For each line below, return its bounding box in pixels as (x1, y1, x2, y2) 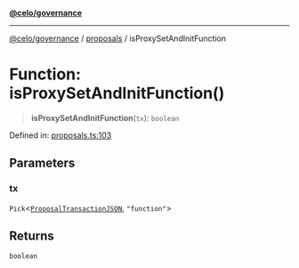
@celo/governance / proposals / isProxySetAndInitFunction (9, 33, 227, 44)
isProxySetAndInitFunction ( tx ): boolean (30, 112, 180, 123)
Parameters (9, 156, 76, 171)
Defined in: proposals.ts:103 (9, 129, 112, 141)
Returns (9, 229, 55, 244)
